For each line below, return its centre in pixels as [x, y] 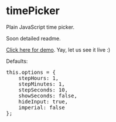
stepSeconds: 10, [43, 90]
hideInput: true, [43, 101]
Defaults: [17, 61]
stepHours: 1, [39, 78]
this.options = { [31, 72]
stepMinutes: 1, [42, 84]
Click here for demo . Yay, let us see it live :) [58, 50]
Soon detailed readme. [33, 38]
